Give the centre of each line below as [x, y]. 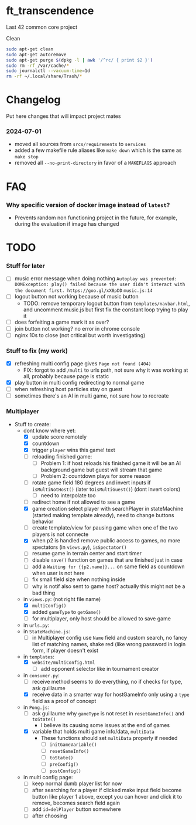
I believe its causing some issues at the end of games [105, 725]
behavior [43, 522]
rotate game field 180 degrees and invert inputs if [91, 483]
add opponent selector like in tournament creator [100, 668]
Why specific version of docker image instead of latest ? [88, 205]
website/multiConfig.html [63, 663]
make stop [27, 157]
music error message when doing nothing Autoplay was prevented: [96, 279]
